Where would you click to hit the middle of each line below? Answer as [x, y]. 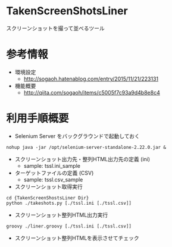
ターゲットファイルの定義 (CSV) [54, 173]
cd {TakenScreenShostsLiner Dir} [48, 198]
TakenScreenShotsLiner [67, 11]
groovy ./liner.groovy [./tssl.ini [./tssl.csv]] [69, 226]
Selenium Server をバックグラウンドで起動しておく [77, 136]
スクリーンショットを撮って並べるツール [56, 28]
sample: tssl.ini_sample [52, 165]
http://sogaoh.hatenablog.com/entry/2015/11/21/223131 [91, 79]
